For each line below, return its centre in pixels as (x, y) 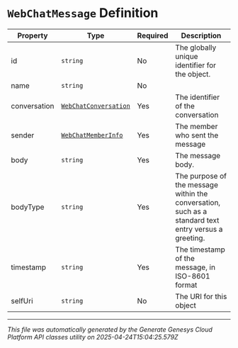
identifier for (196, 65)
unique (187, 56)
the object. (193, 74)
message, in (195, 267)
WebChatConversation (96, 106)
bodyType (28, 207)
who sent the (197, 135)
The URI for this (201, 296)
